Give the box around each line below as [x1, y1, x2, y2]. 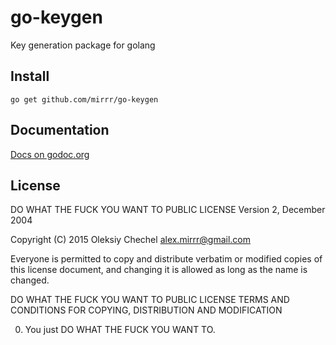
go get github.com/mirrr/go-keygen [10, 94, 159, 105]
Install [10, 68, 50, 85]
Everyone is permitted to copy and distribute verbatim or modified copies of [10, 253, 323, 265]
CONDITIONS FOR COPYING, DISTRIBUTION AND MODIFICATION [10, 304, 283, 316]
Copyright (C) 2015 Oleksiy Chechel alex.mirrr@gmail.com [10, 234, 252, 246]
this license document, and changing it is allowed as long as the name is [10, 264, 308, 276]
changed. [10, 274, 50, 286]
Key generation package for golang [10, 39, 156, 51]
